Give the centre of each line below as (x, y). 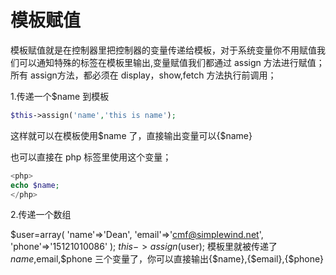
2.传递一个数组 (41, 215)
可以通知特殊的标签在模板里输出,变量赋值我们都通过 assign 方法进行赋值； (171, 62)
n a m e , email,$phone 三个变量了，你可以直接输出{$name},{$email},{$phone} (167, 259)
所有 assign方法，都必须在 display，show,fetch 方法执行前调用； (143, 75)
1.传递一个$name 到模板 (60, 96)
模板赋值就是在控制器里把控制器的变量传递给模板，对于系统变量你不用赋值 (163, 50)
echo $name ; (35, 185)
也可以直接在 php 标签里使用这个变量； (91, 157)
